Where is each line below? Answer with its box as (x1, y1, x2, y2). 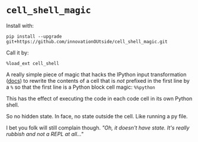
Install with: (6, 22, 34, 29)
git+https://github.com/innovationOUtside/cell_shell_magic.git (6, 38, 168, 44)
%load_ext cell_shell (6, 60, 60, 66)
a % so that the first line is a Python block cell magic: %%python (6, 83, 155, 91)
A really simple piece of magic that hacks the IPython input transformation (6, 70, 187, 78)
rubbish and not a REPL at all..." (6, 130, 84, 137)
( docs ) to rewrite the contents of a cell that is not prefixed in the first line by (6, 77, 190, 84)
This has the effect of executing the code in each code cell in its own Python (6, 95, 193, 102)
